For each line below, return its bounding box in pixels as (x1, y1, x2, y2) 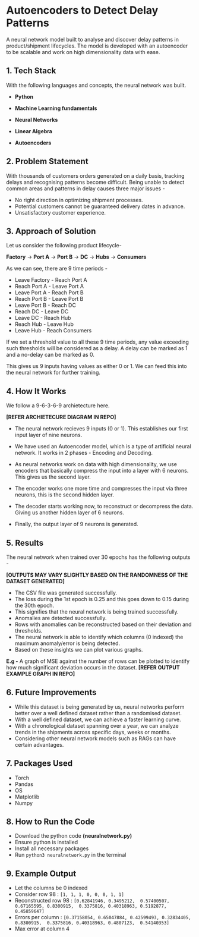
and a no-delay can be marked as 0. (6, 351, 95, 359)
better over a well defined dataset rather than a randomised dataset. (14, 709, 182, 716)
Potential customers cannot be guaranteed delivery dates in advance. (14, 203, 185, 210)
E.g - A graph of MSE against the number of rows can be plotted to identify (6, 658, 190, 665)
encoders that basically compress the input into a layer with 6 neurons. (14, 467, 189, 474)
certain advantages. (14, 741, 64, 748)
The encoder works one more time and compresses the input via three (14, 485, 188, 492)
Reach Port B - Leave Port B (14, 295, 84, 303)
